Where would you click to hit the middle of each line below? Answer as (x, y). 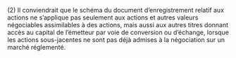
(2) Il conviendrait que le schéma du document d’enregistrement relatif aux (116, 10)
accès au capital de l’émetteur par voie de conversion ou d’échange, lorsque (118, 32)
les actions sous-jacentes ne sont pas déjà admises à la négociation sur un (116, 40)
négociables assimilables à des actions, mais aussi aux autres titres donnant (118, 25)
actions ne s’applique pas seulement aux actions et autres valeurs (103, 17)
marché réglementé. (37, 47)
